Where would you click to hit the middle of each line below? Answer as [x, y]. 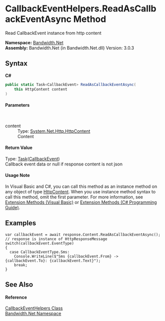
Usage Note [18, 175]
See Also [19, 284]
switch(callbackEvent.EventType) [40, 243]
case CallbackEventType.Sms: [40, 252]
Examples [21, 223]
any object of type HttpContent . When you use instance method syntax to [81, 191]
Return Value [19, 148]
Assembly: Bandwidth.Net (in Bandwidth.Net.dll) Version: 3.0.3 [70, 48]
